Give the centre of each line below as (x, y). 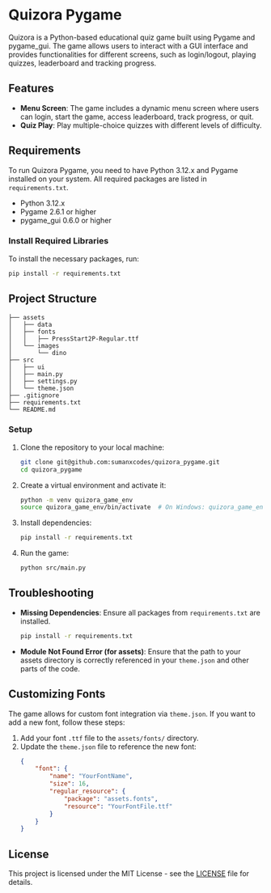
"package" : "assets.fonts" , (111, 798)
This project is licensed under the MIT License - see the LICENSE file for (129, 874)
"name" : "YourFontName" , (91, 777)
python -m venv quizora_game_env (76, 500)
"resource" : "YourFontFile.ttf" (118, 806)
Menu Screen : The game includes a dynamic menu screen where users (140, 108)
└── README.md (32, 409)
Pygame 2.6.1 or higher (58, 211)
